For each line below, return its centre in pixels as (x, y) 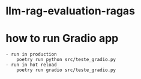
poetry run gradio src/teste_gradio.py (66, 70)
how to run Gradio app (62, 39)
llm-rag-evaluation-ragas (70, 11)
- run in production (31, 54)
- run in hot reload (31, 65)
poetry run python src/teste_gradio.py (66, 60)
